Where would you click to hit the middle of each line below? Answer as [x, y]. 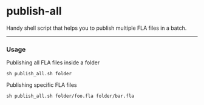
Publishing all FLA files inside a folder [53, 63]
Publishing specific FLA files [42, 85]
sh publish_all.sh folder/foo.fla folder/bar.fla [70, 96]
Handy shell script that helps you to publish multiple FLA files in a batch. [97, 28]
